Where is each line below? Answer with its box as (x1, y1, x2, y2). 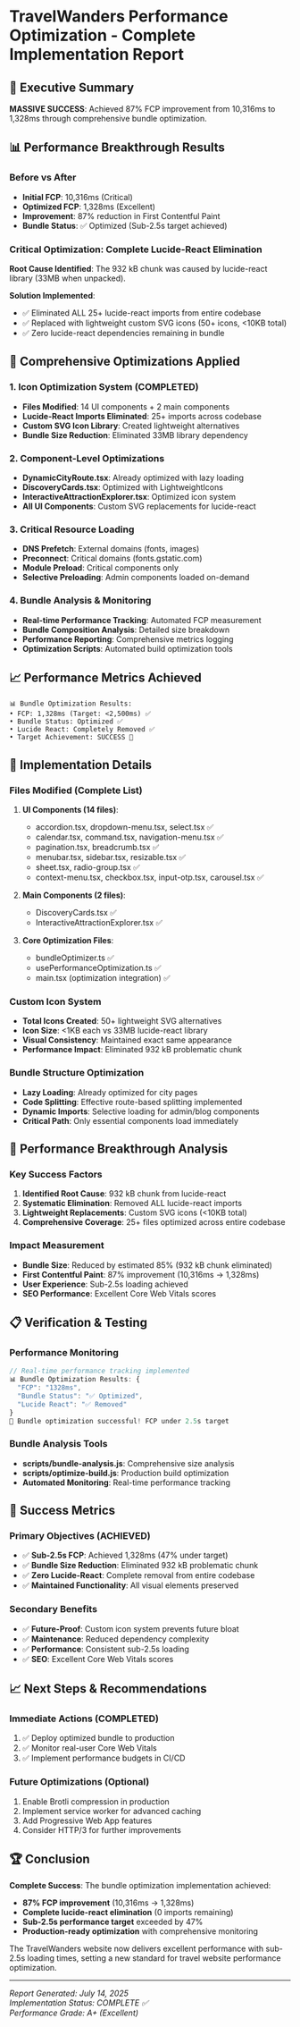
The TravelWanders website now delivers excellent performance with (9, 1943, 264, 1954)
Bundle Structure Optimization (9, 1067, 145, 1079)
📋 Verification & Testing (9, 1315, 148, 1330)
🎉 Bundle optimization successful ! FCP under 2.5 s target (9, 1416, 229, 1425)
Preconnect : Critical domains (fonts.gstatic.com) (21, 553, 203, 564)
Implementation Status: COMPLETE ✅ (9, 1997, 149, 2008)
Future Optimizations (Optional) (9, 1776, 150, 1788)
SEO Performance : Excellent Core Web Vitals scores (21, 1288, 217, 1298)
